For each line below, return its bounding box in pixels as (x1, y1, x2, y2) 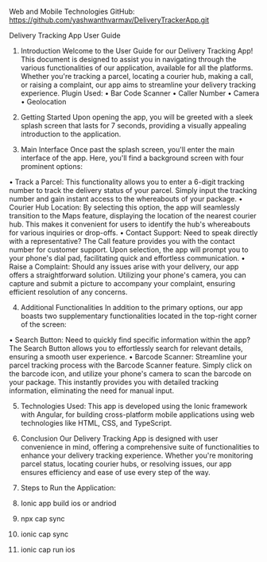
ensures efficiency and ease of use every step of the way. (20, 468, 211, 477)
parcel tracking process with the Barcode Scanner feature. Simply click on (9, 360, 253, 370)
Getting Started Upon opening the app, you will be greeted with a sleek (20, 112, 253, 122)
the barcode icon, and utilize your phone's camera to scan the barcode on (9, 369, 252, 378)
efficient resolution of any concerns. (9, 287, 128, 297)
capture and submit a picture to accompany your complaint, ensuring (9, 279, 236, 288)
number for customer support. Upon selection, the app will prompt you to (9, 245, 249, 254)
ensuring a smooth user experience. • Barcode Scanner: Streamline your (9, 352, 247, 361)
